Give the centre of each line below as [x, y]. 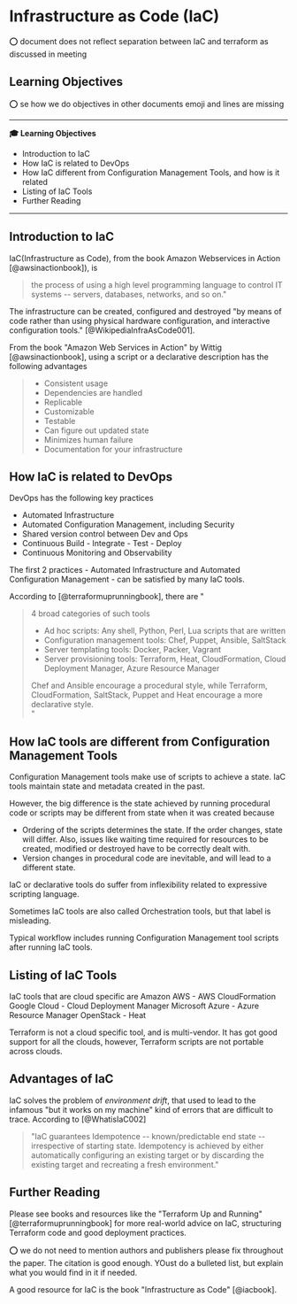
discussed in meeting [48, 54]
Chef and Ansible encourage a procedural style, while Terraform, [149, 686]
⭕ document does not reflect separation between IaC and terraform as [139, 41]
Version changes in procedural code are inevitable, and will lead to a [146, 858]
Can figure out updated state [96, 430]
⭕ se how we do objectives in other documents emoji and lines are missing [147, 104]
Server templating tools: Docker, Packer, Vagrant [133, 650]
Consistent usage [76, 383]
